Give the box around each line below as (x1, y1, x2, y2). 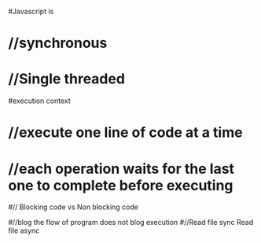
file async (8, 226, 40, 235)
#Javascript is (8, 7, 54, 16)
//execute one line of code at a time (8, 123, 243, 142)
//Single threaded (8, 70, 126, 88)
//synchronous (8, 35, 108, 52)
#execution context (8, 96, 71, 105)
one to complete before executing (8, 176, 233, 194)
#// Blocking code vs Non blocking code (8, 202, 139, 212)
